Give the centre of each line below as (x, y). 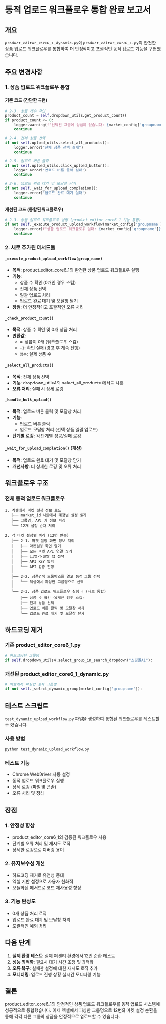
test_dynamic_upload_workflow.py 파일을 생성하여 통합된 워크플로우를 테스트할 (82, 719)
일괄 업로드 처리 (35, 295)
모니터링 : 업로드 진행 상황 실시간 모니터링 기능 (57, 974)
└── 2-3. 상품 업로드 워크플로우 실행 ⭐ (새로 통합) (59, 591)
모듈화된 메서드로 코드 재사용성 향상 (47, 888)
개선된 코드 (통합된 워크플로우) (34, 209)
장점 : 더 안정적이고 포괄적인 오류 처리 (48, 307)
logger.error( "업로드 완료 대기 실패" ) (50, 193)
